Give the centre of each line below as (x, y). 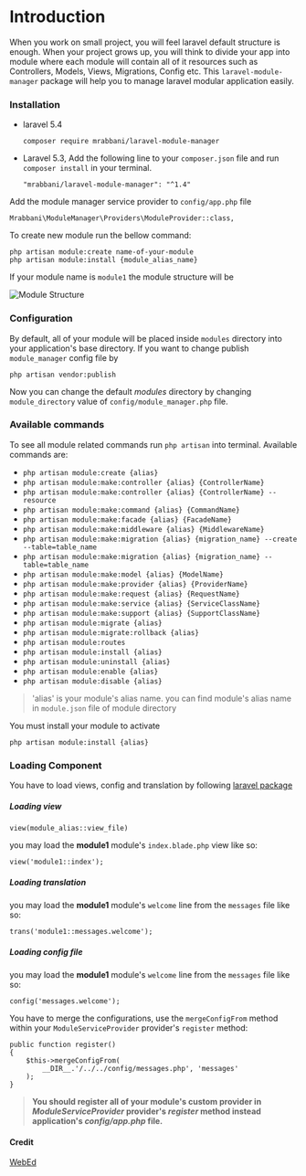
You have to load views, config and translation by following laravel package (151, 785)
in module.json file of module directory (104, 708)
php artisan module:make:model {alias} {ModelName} (123, 574)
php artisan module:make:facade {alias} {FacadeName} (127, 519)
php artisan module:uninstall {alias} (96, 662)
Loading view (36, 806)
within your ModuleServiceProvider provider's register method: (129, 1028)
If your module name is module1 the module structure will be (122, 277)
